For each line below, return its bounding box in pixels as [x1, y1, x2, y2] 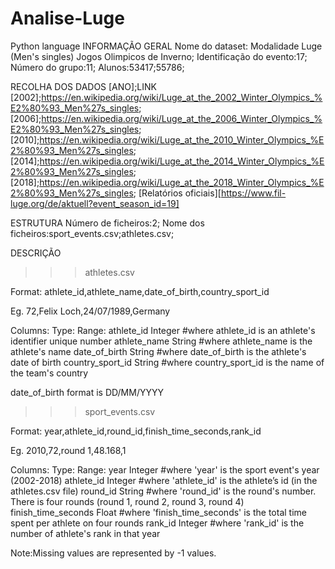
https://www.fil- [220, 187, 287, 199]
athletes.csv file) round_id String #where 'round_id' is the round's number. [10, 485, 317, 497]
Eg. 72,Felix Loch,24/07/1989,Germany [10, 305, 171, 317]
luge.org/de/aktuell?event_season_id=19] [10, 197, 180, 209]
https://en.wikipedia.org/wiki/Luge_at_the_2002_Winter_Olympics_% [41, 91, 323, 103]
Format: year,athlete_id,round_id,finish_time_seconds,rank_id [10, 425, 262, 437]
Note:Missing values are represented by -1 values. [10, 547, 217, 559]
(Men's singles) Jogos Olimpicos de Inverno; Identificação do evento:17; [10, 50, 308, 62]
